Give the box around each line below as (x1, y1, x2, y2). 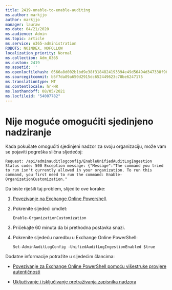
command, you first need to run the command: (5, 172, 104, 178)
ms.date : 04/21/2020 (5, 27, 50, 32)
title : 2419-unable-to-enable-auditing (5, 7, 91, 13)
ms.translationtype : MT (5, 79, 56, 84)
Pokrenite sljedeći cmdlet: (12, 206, 68, 212)
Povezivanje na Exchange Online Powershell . (12, 196, 107, 202)
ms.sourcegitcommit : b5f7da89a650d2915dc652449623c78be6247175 (5, 74, 143, 80)
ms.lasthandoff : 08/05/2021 (5, 88, 66, 94)
